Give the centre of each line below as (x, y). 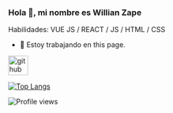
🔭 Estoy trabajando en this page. (73, 45)
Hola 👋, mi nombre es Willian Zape (75, 13)
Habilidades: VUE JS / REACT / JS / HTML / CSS (87, 30)
